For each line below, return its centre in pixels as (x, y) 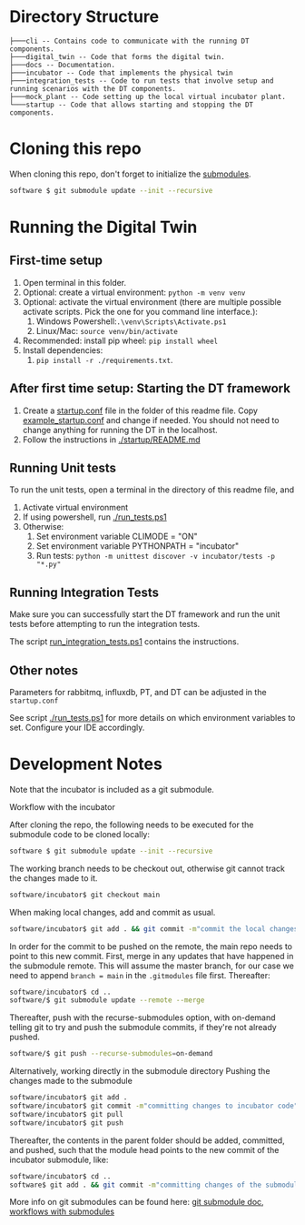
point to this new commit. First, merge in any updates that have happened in (152, 956)
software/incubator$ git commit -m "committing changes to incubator (142, 1106)
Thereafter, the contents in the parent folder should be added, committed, (147, 1140)
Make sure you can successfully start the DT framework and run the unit (145, 614)
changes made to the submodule (71, 1081)
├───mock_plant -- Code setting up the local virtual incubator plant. (148, 96)
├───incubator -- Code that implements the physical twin (121, 73)
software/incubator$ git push (67, 1123)
